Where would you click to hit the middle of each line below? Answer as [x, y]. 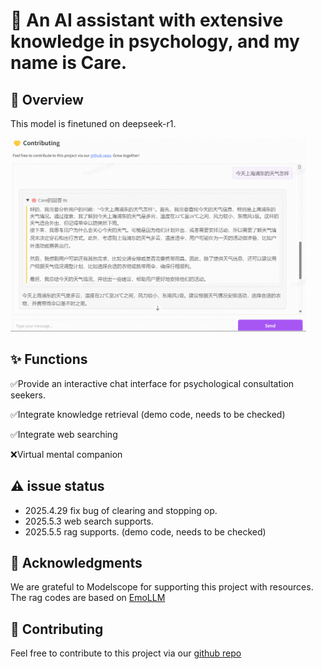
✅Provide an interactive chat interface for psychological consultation [152, 383]
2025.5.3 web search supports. [89, 521]
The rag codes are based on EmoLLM [88, 598]
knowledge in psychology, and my [155, 41]
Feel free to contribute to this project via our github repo [126, 653]
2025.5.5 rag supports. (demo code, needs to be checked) [145, 531]
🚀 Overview [47, 99]
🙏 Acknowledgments [76, 563]
